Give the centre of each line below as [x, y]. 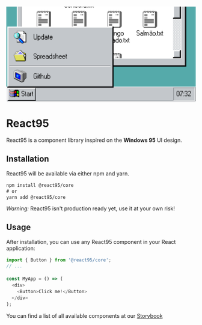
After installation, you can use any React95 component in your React [91, 241]
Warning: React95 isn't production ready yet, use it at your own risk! [91, 208]
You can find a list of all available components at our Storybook [84, 315]
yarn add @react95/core [36, 197]
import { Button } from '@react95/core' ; [59, 260]
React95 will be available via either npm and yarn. [68, 173]
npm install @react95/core [40, 185]
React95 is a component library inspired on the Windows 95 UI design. [94, 140]
